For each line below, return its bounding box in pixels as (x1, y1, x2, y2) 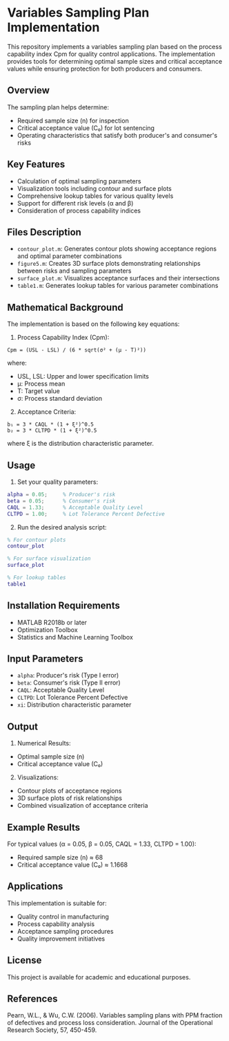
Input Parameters (7, 653, 83, 664)
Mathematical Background (7, 301, 123, 313)
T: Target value (17, 387, 60, 395)
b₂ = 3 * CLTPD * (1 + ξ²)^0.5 (7, 427, 97, 434)
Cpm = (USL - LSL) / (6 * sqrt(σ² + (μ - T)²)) (7, 347, 147, 354)
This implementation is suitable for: (7, 898, 107, 907)
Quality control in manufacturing (17, 912, 109, 921)
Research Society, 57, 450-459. (7, 1026, 97, 1034)
